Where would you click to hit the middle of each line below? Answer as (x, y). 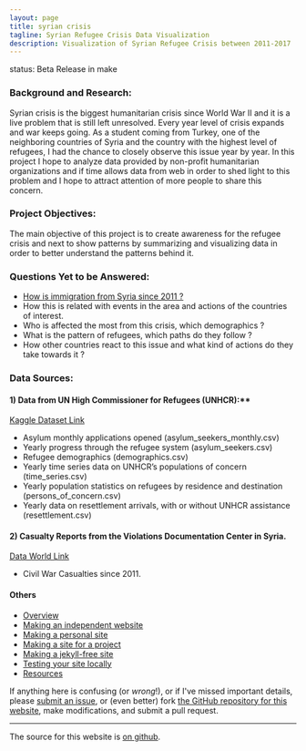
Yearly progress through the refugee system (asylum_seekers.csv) (148, 448)
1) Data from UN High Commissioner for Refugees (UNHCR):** (130, 400)
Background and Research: (71, 93)
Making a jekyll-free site (68, 653)
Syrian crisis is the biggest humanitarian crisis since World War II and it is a (150, 113)
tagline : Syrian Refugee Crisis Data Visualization (109, 35)
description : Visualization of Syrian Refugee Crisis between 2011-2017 (150, 43)
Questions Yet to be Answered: (80, 276)
